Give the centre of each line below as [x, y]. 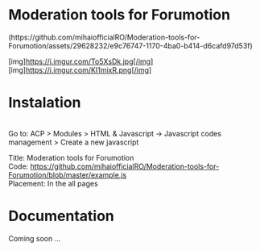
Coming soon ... [35, 238]
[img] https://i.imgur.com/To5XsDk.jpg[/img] [81, 61]
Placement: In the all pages [53, 183]
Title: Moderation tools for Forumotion [71, 157]
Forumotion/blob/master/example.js [68, 174]
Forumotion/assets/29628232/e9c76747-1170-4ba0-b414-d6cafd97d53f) [131, 45]
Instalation [45, 103]
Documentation [62, 216]
